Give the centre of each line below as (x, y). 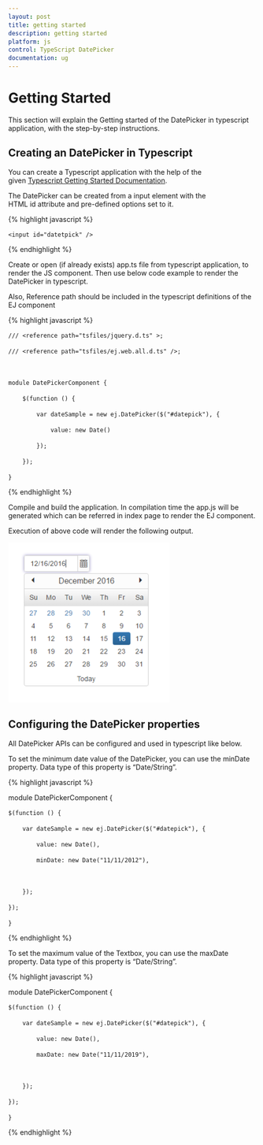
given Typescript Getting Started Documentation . (88, 180)
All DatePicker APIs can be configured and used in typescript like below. (125, 743)
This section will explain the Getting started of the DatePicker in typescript (129, 120)
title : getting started (47, 25)
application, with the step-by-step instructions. (84, 128)
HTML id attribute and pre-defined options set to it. (91, 204)
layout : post (30, 17)
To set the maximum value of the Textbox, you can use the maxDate (119, 953)
